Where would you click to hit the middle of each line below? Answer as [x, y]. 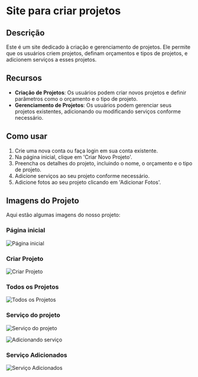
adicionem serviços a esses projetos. [51, 60]
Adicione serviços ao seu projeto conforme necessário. [82, 175]
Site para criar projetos [64, 11]
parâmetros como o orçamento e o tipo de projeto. [76, 98]
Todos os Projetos [33, 287]
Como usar [27, 137]
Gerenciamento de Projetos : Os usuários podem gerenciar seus [93, 105]
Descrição [25, 33]
